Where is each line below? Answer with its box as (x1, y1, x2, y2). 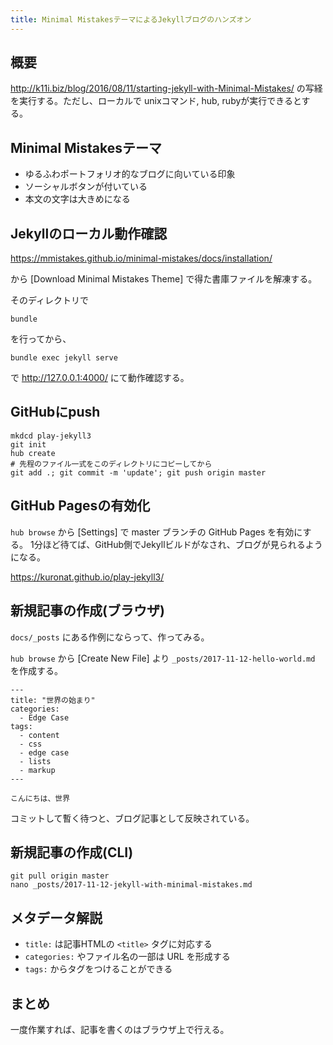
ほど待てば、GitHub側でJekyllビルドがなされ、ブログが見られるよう (42, 538, 323, 550)
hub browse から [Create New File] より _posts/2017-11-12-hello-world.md (10, 652, 316, 664)
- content (19, 730, 60, 740)
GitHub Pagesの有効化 (10, 497, 151, 515)
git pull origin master (10, 871, 110, 881)
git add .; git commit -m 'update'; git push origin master (10, 467, 267, 478)
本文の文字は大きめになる (24, 193, 131, 205)
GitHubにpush (10, 404, 101, 421)
